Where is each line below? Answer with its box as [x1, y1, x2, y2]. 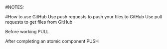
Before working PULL [5, 29, 49, 34]
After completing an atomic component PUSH [5, 38, 99, 44]
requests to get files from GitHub [5, 19, 73, 25]
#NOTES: [5, 4, 24, 10]
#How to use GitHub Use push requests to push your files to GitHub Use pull [5, 14, 162, 19]
